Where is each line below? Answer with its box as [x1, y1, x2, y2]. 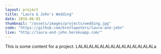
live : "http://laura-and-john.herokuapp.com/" [5, 30, 102, 35]
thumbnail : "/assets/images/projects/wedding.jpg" [5, 21, 111, 26]
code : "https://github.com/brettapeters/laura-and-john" [5, 26, 125, 30]
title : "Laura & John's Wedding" [5, 12, 74, 17]
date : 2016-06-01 [5, 16, 41, 21]
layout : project [5, 7, 38, 12]
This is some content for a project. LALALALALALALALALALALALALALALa [5, 44, 157, 49]
